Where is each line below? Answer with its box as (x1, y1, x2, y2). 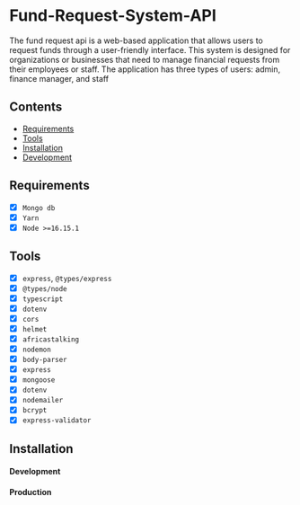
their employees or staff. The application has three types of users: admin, (9, 64, 281, 75)
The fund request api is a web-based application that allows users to (9, 35, 263, 46)
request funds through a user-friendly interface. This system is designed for (9, 44, 291, 55)
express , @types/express (22, 272, 112, 283)
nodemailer (22, 396, 64, 405)
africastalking (22, 334, 80, 344)
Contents (9, 100, 63, 115)
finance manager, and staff (9, 73, 110, 84)
